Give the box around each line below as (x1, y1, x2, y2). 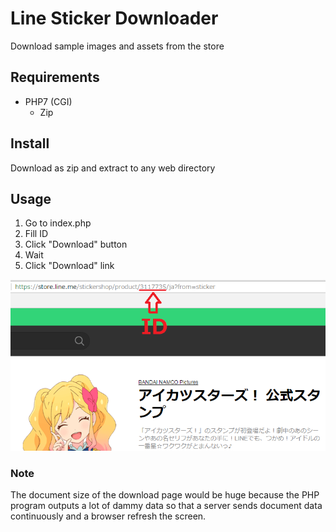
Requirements (10, 69, 100, 86)
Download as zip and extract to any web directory (10, 162, 216, 174)
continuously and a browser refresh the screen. (10, 510, 207, 522)
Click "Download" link (24, 260, 115, 272)
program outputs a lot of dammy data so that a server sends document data (10, 499, 323, 511)
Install (10, 135, 50, 152)
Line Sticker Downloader (10, 7, 219, 30)
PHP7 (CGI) (24, 95, 73, 107)
